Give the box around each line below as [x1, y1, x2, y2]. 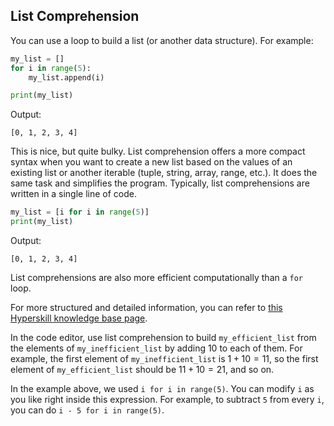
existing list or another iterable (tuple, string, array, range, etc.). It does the [10, 167, 318, 179]
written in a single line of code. [10, 188, 138, 200]
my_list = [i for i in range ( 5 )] [10, 207, 150, 218]
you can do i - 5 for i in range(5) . [10, 404, 165, 416]
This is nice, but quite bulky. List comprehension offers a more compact [10, 145, 306, 158]
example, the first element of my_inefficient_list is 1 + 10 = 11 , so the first [10, 353, 319, 365]
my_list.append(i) [28, 72, 105, 83]
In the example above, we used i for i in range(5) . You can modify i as [10, 383, 315, 395]
